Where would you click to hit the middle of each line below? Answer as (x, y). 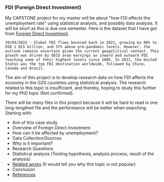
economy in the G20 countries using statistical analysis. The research (76, 83)
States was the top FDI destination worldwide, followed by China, (76, 64)
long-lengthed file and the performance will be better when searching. (76, 108)
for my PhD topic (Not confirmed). (40, 93)
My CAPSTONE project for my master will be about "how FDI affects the (78, 18)
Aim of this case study (35, 123)
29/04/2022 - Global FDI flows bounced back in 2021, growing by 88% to (81, 43)
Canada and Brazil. (25, 68)
